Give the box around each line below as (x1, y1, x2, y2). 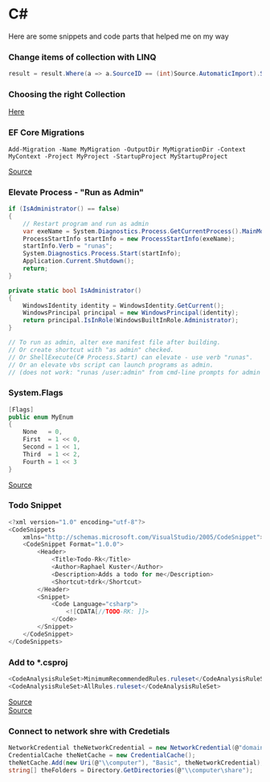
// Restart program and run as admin (22, 219, 149, 227)
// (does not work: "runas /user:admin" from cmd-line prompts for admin (8, 368, 261, 376)
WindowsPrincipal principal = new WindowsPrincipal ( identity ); (22, 309, 239, 317)
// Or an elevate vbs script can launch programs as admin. (8, 361, 215, 369)
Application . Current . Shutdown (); (22, 257, 135, 265)
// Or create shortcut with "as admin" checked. (8, 346, 174, 354)
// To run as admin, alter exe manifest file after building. (8, 338, 221, 346)
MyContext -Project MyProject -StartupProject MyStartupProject (8, 152, 228, 161)
